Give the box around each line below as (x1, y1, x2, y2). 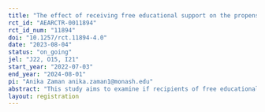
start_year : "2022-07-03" (8, 63, 93, 71)
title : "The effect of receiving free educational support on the (8, 11, 231, 20)
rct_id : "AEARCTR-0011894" (8, 19, 97, 27)
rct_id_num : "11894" (8, 26, 77, 34)
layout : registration (8, 92, 80, 100)
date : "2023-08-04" (8, 41, 73, 49)
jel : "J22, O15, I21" (8, 56, 80, 64)
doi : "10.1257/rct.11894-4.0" (8, 33, 108, 42)
